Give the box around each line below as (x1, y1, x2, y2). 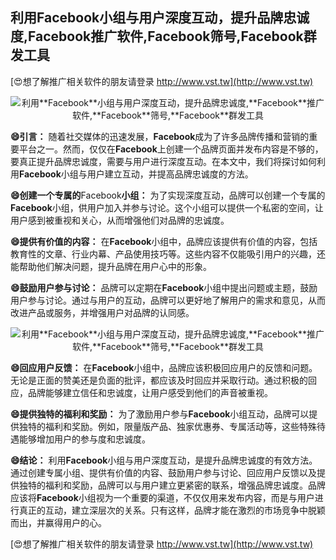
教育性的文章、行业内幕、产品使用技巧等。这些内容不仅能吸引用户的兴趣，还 (10, 248, 326, 260)
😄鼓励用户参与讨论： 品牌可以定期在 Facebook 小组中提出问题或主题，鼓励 (10, 281, 318, 293)
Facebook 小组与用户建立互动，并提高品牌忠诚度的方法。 (19, 168, 254, 180)
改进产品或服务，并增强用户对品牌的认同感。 (10, 306, 195, 318)
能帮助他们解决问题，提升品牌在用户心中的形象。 (10, 260, 212, 272)
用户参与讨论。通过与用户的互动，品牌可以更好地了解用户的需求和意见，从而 (10, 294, 326, 306)
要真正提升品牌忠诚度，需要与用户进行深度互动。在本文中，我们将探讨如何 (10, 155, 317, 167)
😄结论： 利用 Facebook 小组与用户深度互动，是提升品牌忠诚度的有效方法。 (10, 454, 318, 466)
